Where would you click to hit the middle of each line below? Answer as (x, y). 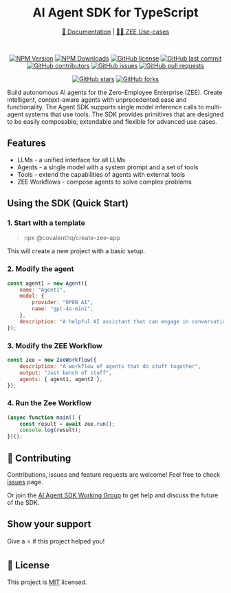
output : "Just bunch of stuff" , (66, 373)
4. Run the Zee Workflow (49, 403)
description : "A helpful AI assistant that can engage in (104, 321)
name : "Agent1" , (43, 290)
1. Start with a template (46, 223)
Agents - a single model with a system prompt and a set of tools (108, 167)
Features (26, 143)
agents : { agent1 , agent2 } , (61, 379)
